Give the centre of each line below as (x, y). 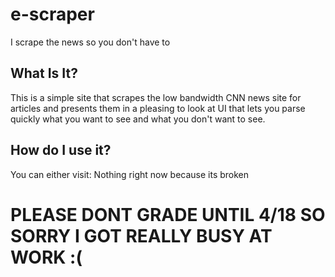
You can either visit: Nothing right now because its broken (130, 174)
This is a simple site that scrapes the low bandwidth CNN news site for (156, 97)
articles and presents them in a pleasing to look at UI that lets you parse (158, 108)
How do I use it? (61, 150)
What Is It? (44, 73)
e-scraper (52, 14)
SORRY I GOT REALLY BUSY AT (141, 235)
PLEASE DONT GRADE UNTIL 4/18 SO (168, 214)
